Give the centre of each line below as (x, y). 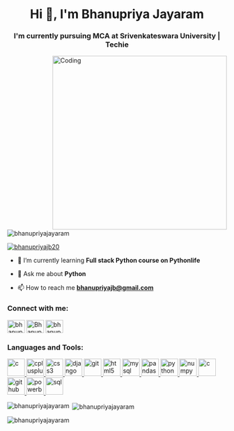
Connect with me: (38, 309)
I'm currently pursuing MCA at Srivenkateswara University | (117, 36)
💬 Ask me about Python (52, 274)
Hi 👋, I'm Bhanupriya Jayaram (117, 14)
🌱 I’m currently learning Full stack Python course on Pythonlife (109, 261)
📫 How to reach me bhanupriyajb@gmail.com (85, 288)
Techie (117, 44)
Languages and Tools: (45, 347)
